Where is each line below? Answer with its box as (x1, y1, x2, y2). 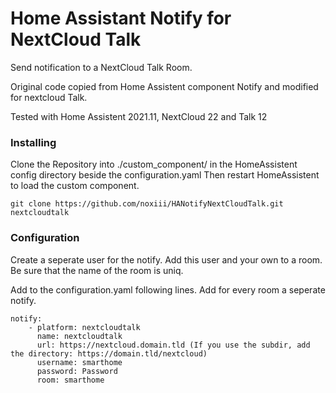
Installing (10, 135, 57, 149)
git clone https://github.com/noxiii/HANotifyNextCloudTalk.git (10, 199, 284, 209)
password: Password (36, 366, 118, 376)
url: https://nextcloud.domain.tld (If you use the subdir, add (36, 340, 311, 350)
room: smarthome (36, 375, 105, 385)
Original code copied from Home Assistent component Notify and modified (10, 80, 319, 92)
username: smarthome (36, 357, 123, 367)
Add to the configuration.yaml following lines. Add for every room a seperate (10, 283, 326, 296)
